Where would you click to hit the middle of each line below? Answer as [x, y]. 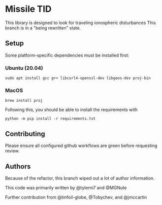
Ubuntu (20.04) [24, 68]
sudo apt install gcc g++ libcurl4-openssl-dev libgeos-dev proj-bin [78, 78]
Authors [18, 166]
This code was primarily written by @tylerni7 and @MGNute [66, 187]
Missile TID [28, 9]
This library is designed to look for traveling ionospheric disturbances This [81, 23]
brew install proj [24, 101]
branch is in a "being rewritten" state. [43, 28]
